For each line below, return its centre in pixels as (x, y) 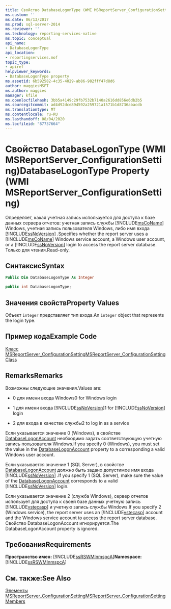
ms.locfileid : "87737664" (33, 124)
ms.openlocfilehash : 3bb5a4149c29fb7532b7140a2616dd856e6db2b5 (74, 100)
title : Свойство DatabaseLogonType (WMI (49, 10)
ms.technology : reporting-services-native (51, 34)
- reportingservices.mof (32, 57)
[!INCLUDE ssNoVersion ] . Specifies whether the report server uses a (77, 234)
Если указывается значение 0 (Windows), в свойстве (63, 433)
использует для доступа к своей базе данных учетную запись (73, 501)
